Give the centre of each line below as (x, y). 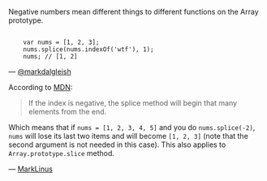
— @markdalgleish (40, 71)
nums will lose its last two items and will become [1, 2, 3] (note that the (129, 136)
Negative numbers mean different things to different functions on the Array (134, 12)
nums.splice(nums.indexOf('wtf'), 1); (88, 50)
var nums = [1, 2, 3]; (61, 42)
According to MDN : (41, 87)
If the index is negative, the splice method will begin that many (133, 103)
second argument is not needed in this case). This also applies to (117, 144)
